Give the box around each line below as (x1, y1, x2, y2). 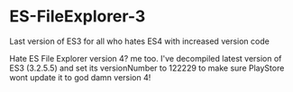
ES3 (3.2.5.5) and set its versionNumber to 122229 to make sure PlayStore (9, 63, 285, 73)
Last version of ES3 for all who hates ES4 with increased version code (9, 36, 270, 46)
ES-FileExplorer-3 (9, 6, 146, 27)
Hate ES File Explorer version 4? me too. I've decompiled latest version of (9, 53, 282, 63)
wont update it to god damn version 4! (9, 71, 151, 82)
